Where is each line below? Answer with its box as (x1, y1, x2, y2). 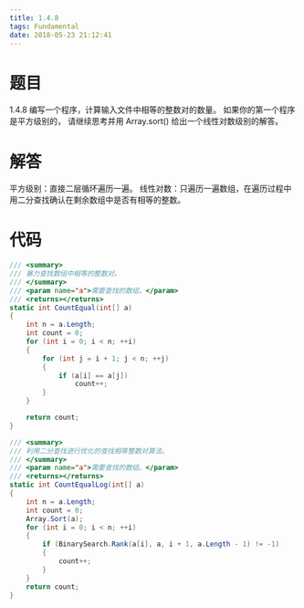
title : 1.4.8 (9, 13, 59, 23)
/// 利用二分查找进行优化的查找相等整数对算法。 (9, 446, 169, 456)
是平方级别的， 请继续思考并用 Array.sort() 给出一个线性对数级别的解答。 (9, 116, 284, 127)
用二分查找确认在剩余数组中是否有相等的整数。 (9, 194, 185, 205)
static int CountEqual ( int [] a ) (9, 303, 132, 312)
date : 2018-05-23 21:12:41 (9, 30, 112, 39)
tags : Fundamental (9, 22, 79, 31)
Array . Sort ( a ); (26, 514, 84, 523)
